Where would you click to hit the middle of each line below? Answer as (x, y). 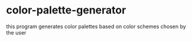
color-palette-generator (66, 10)
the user (16, 32)
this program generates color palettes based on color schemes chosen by (96, 26)
